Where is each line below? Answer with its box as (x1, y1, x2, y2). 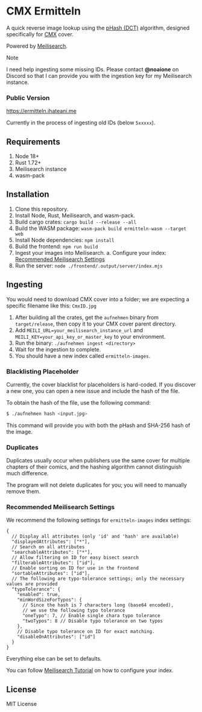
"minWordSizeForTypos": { (17, 597, 83, 603)
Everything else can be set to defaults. (6, 655, 102, 662)
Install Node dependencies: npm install (14, 236, 115, 243)
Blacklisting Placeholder (6, 367, 79, 376)
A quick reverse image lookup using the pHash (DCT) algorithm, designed (6, 24, 190, 31)
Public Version (6, 94, 50, 102)
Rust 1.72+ (14, 159, 42, 167)
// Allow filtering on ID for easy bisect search (11, 554, 139, 561)
